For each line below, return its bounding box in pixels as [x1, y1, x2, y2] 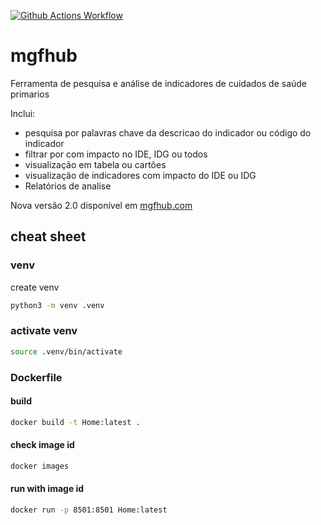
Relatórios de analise [24, 180, 112, 192]
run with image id [10, 483, 85, 495]
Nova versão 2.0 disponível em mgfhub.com [10, 199, 193, 211]
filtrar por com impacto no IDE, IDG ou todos [24, 148, 208, 160]
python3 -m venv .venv [10, 300, 105, 310]
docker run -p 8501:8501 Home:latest [10, 505, 168, 515]
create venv [10, 281, 60, 293]
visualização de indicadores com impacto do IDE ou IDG [24, 169, 257, 181]
